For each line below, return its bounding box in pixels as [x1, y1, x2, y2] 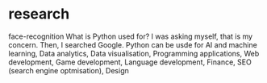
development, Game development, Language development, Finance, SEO [8, 57, 252, 67]
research [8, 5, 70, 23]
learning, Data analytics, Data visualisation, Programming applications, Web [8, 48, 260, 58]
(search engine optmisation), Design [8, 65, 129, 75]
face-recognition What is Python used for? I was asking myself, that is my [8, 31, 252, 41]
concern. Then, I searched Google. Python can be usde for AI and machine [8, 39, 258, 49]
